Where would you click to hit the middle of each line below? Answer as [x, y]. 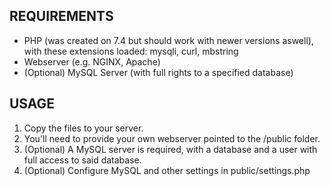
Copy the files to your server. [83, 128]
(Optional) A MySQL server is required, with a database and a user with [170, 149]
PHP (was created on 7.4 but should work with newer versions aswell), [168, 40]
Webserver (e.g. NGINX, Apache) [92, 61]
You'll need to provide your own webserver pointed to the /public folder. [172, 138]
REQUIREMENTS [61, 16]
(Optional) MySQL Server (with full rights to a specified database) [158, 72]
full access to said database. [82, 160]
